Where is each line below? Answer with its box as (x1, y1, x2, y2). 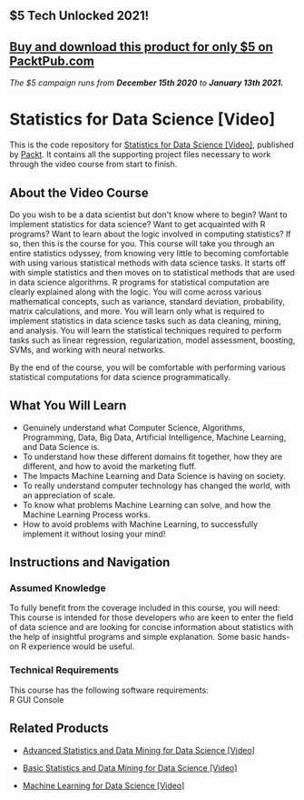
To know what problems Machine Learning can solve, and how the (22, 499, 271, 510)
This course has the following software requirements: (9, 685, 209, 695)
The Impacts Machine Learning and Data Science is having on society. (22, 470, 286, 481)
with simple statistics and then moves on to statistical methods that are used (9, 266, 295, 277)
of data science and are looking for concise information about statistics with (9, 622, 294, 633)
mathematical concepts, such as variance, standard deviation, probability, (9, 295, 286, 306)
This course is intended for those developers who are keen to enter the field (9, 612, 294, 623)
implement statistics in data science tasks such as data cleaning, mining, (9, 315, 281, 326)
